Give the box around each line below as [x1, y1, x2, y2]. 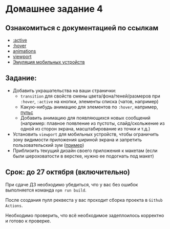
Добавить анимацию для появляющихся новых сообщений [20, 115, 151, 121]
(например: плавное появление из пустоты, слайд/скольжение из [20, 120, 165, 126]
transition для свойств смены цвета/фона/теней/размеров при [20, 93, 160, 99]
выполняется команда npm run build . [5, 187, 87, 193]
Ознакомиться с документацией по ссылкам [5, 24, 159, 32]
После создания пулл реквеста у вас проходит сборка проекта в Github [5, 197, 163, 203]
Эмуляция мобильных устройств [12, 59, 85, 65]
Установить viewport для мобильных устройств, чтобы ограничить [12, 131, 159, 137]
